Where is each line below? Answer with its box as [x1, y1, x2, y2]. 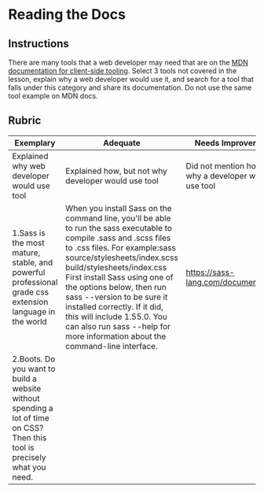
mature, [12, 246, 41, 258]
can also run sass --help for [65, 321, 171, 332]
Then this [12, 432, 47, 443]
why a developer [185, 170, 247, 181]
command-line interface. [65, 340, 159, 351]
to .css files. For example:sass [65, 242, 177, 253]
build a [12, 373, 38, 384]
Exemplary [14, 137, 56, 148]
